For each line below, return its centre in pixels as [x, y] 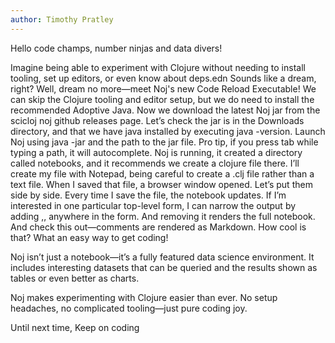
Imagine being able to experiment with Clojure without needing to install [158, 67]
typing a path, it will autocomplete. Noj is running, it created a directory [156, 152]
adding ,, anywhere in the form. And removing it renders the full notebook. [163, 216]
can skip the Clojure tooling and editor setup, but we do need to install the [162, 99]
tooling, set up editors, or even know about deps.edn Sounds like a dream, [163, 78]
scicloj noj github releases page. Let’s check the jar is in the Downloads [157, 120]
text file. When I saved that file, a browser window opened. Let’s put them [161, 184]
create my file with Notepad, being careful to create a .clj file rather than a [162, 173]
